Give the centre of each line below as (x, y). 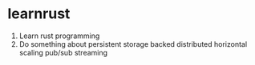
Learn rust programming (59, 36)
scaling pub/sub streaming (63, 52)
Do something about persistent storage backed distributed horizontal (133, 44)
